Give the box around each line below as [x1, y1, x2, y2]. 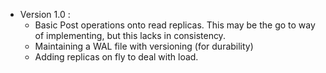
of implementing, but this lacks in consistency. [34, 30, 226, 41]
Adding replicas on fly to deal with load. [34, 51, 199, 63]
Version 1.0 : [19, 9, 71, 20]
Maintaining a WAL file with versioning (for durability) [34, 40, 254, 52]
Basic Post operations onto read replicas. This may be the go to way [34, 19, 316, 31]
